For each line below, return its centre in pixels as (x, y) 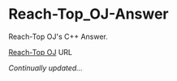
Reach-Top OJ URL (41, 52)
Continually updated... (45, 68)
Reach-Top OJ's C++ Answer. (58, 36)
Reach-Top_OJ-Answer (88, 14)
